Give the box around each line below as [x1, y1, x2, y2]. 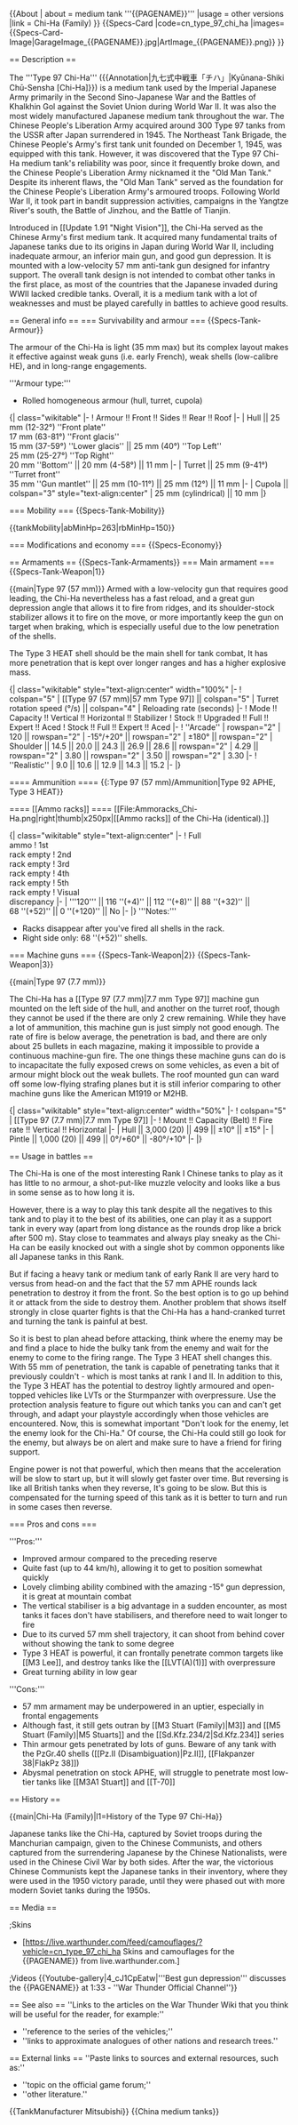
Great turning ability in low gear [21, 1667, 137, 1677]
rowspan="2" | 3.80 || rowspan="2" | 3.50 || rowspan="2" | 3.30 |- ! [9, 750, 257, 760]
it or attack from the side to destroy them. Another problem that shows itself [9, 1297, 286, 1307]
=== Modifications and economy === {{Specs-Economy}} [9, 540, 223, 550]
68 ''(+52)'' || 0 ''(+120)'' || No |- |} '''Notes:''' [9, 906, 177, 916]
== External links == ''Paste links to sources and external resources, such [9, 2053, 279, 2063]
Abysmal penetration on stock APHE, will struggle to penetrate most [21, 1768, 271, 1777]
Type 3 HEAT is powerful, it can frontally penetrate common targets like [21, 1648, 284, 1658]
